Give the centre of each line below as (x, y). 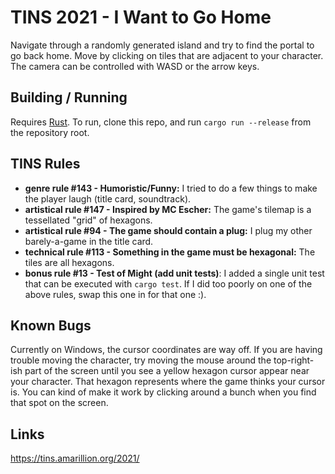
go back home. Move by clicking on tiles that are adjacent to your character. (167, 55)
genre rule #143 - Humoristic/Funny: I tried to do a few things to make (171, 188)
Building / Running (69, 97)
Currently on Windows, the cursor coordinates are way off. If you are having (166, 350)
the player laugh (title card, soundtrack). (108, 198)
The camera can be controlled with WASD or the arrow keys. (135, 66)
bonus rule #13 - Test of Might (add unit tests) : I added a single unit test (174, 273)
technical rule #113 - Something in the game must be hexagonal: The (170, 252)
